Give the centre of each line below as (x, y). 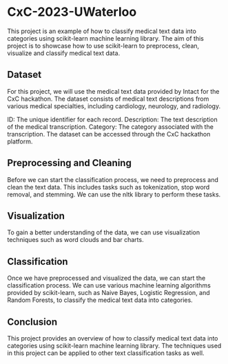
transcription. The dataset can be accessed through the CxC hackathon (109, 134)
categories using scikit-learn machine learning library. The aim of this (106, 38)
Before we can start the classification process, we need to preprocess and (113, 179)
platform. (20, 141)
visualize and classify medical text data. (64, 53)
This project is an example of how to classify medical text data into (102, 31)
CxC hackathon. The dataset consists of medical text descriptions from (108, 99)
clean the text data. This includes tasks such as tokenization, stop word (108, 187)
